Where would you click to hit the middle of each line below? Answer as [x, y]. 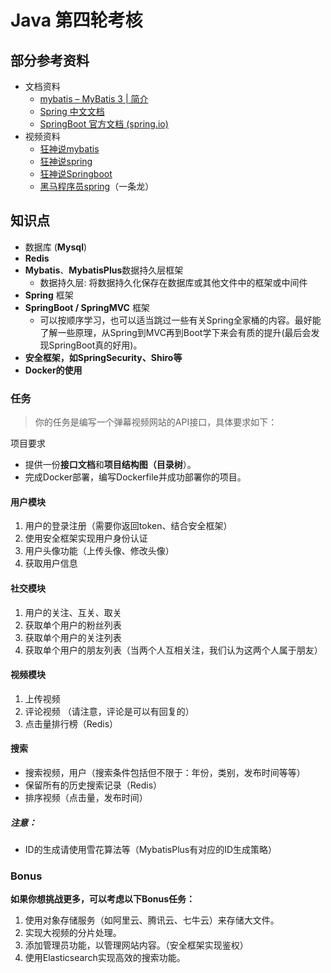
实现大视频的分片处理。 [73, 933]
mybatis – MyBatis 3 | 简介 [94, 99]
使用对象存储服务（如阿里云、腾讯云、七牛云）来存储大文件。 [152, 920]
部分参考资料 [50, 60]
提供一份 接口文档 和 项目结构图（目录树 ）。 [110, 465]
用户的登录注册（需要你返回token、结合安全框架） [128, 526]
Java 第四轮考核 [76, 20]
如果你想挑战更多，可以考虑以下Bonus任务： [103, 899]
